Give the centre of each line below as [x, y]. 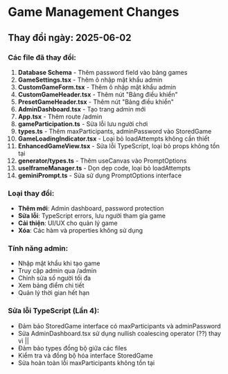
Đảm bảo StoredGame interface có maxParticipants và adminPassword [119, 326]
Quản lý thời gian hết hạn [54, 293]
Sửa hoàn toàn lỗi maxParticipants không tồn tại [86, 363]
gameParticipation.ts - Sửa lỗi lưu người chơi [83, 124]
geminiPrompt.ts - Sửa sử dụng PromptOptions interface [100, 175]
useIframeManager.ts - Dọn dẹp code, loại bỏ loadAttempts [104, 168]
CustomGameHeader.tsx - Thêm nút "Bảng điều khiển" [98, 94]
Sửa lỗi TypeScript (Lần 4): [54, 311]
